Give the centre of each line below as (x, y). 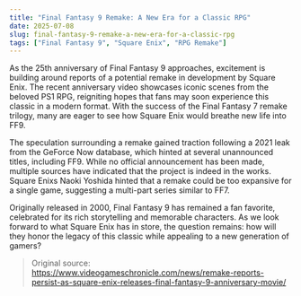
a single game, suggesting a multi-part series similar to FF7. (120, 190)
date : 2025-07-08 (42, 26)
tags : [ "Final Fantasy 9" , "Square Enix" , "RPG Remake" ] (118, 43)
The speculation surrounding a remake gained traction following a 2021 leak (150, 143)
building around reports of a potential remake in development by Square (142, 78)
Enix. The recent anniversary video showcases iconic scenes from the (139, 87)
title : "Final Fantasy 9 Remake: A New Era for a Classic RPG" (130, 17)
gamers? (26, 246)
